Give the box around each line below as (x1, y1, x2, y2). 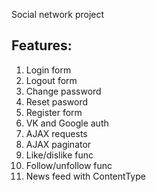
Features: (11, 37, 73, 54)
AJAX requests (25, 127, 88, 139)
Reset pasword (25, 95, 89, 108)
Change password (25, 85, 102, 97)
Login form (25, 64, 72, 76)
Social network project (11, 9, 105, 20)
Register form (25, 106, 83, 118)
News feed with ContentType (25, 170, 146, 182)
